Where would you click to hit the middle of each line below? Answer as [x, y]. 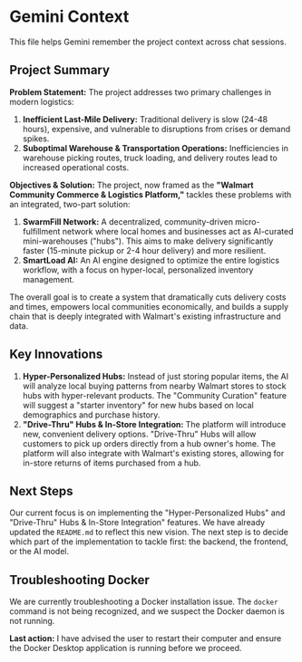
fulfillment [41, 231]
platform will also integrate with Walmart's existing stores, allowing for [153, 453]
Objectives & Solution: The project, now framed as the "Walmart [132, 185]
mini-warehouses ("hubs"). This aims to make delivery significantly [148, 241]
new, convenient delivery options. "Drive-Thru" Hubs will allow [139, 434]
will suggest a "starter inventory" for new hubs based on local [138, 405]
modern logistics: [42, 101]
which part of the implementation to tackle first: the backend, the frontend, [149, 542]
